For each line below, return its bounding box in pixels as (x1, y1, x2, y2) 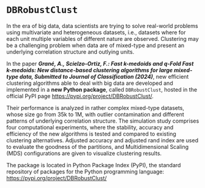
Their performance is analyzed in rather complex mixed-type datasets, (6, 104, 185, 111)
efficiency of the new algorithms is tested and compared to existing (6, 130, 176, 137)
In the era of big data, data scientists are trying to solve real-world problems (6, 22, 198, 29)
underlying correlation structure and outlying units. (6, 48, 135, 56)
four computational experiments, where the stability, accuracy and (6, 123, 174, 131)
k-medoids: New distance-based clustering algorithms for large (6, 66, 173, 74)
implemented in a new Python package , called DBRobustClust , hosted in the (6, 85, 198, 93)
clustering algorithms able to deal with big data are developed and (6, 79, 173, 87)
